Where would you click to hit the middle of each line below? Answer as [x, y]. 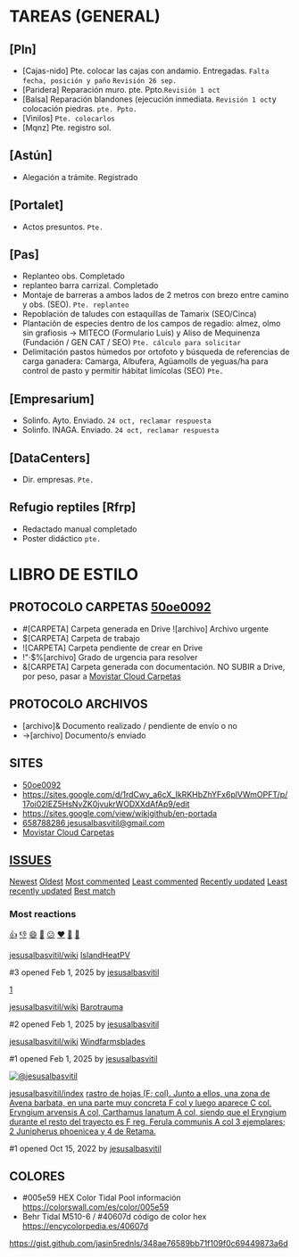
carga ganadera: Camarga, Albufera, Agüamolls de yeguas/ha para [145, 361]
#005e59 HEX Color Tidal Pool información [101, 1198]
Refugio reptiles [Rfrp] [73, 507]
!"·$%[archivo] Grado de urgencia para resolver [110, 657]
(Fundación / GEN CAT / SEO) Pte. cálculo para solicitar [131, 343]
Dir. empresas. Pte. [58, 480]
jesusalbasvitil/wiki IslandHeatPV [70, 955]
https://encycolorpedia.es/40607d [85, 1226]
